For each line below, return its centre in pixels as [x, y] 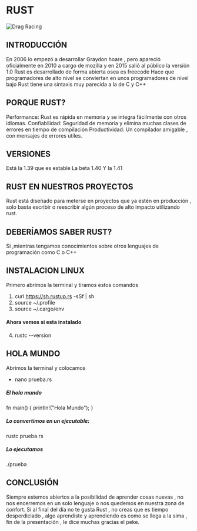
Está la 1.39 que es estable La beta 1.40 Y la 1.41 [64, 168]
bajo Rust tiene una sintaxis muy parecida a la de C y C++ [76, 84]
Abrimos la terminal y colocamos [46, 368]
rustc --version [33, 335]
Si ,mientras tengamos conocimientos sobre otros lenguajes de [82, 246]
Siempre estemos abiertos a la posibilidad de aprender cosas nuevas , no [95, 497]
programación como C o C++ [42, 252]
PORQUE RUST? [36, 103]
